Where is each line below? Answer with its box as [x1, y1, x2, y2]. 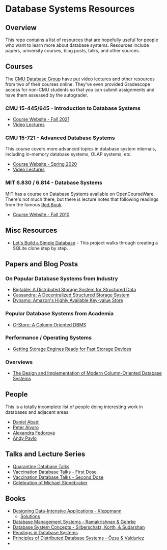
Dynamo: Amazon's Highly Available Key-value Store [12, 297, 123, 303]
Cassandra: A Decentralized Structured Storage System [12, 292, 130, 298]
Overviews [5, 358, 33, 365]
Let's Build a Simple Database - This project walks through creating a [12, 239, 158, 246]
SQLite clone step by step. [12, 245, 68, 251]
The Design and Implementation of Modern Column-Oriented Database [12, 370, 162, 376]
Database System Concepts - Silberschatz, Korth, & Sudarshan [12, 524, 145, 530]
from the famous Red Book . [5, 201, 63, 207]
